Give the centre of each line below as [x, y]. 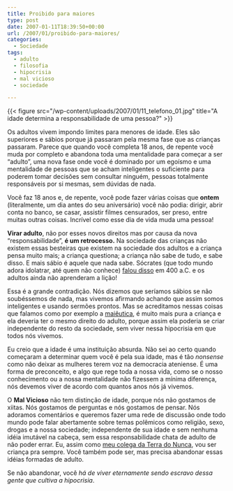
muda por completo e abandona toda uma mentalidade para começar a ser [115, 154]
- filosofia [31, 66]
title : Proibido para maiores [51, 14]
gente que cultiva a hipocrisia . [51, 481]
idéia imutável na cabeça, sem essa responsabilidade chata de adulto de [112, 437]
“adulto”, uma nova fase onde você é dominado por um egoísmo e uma [109, 162]
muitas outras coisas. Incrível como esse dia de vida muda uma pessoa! [111, 220]
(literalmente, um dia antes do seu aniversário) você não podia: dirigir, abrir [115, 205]
